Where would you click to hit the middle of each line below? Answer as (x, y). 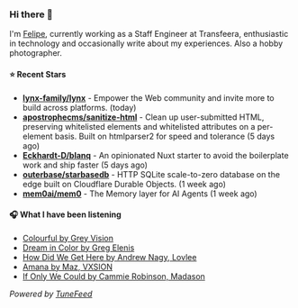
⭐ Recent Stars (38, 74)
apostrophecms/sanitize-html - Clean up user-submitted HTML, (143, 117)
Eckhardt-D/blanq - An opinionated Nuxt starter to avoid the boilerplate (156, 155)
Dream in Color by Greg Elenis (78, 248)
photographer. (36, 53)
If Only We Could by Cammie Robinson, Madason (113, 276)
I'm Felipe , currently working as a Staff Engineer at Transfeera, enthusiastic (149, 34)
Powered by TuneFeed (51, 294)
